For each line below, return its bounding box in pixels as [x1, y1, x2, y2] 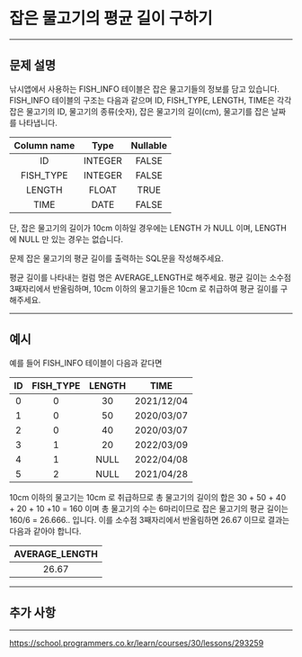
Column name [13, 139, 75, 151]
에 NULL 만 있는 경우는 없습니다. [9, 233, 124, 244]
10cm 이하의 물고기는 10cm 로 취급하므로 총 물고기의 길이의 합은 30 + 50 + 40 [9, 491, 286, 502]
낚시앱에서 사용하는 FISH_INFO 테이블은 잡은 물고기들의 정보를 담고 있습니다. [9, 83, 280, 94]
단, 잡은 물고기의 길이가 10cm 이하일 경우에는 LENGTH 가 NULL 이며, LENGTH [9, 222, 288, 233]
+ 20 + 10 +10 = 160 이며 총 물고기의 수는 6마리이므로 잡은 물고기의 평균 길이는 [9, 503, 289, 514]
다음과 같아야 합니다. [9, 526, 82, 536]
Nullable [130, 139, 168, 151]
